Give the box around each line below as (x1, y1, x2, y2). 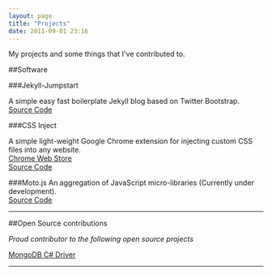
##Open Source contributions (8, 218, 108, 228)
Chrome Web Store (8, 153, 73, 163)
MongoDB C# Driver (8, 250, 76, 260)
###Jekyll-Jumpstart (8, 80, 79, 90)
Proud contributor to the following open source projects (8, 234, 194, 244)
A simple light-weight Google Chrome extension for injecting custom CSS (8, 136, 253, 146)
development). (8, 187, 57, 196)
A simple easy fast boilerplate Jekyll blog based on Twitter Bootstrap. (8, 97, 240, 106)
